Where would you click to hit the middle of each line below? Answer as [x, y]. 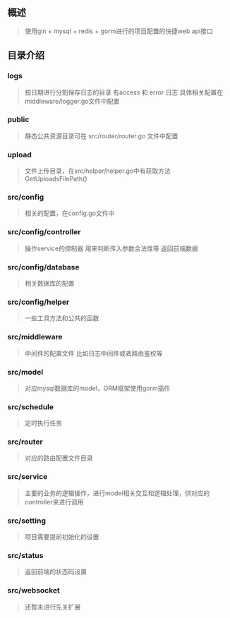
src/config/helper [38, 302]
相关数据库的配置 [49, 283]
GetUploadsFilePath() [56, 179]
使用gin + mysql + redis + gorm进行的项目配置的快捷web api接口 [119, 31]
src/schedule [31, 406]
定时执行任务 [43, 423]
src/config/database [43, 267]
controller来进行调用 [54, 502]
